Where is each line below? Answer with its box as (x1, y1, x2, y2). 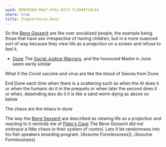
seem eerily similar (12, 61, 51, 67)
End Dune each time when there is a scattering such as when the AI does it (5, 80, 160, 86)
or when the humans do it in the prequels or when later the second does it (5, 86, 157, 92)
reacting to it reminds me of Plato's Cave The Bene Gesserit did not (5, 121, 144, 127)
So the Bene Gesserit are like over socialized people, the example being (5, 30, 153, 36)
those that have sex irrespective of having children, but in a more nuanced (5, 35, 158, 41)
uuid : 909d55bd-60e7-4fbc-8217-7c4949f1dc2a (5, 7, 99, 12)
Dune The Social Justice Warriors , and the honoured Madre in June (12, 56, 151, 62)
